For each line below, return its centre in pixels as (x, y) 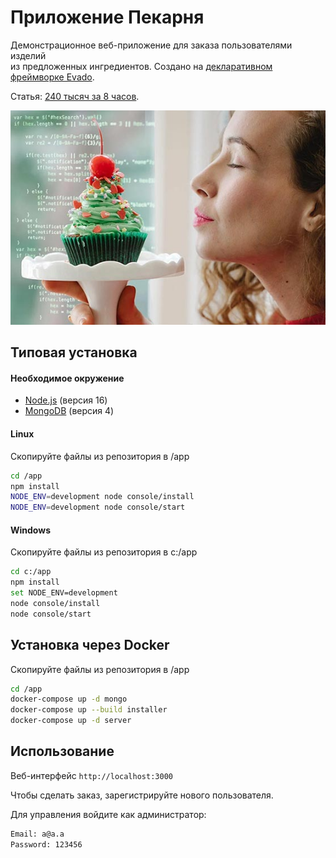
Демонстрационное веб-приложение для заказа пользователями (151, 45)
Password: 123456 (46, 844)
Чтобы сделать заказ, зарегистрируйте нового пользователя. (142, 795)
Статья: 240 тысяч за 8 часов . (75, 96)
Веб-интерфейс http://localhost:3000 (91, 775)
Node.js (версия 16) (66, 400)
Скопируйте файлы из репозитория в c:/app (104, 552)
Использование (62, 751)
